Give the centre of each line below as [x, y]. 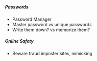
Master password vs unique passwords [52, 24]
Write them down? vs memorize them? [51, 30]
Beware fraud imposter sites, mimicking [52, 53]
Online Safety [19, 41]
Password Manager [32, 19]
